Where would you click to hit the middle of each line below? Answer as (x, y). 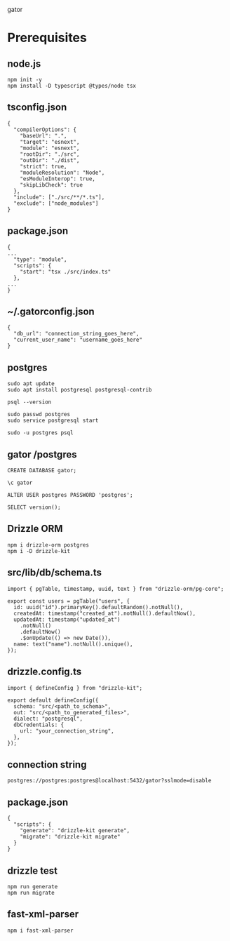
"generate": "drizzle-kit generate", (75, 831)
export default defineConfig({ (53, 700)
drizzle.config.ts (45, 672)
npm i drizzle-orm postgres (48, 545)
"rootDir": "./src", (50, 154)
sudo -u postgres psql (40, 433)
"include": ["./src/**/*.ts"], (59, 197)
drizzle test (33, 870)
